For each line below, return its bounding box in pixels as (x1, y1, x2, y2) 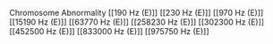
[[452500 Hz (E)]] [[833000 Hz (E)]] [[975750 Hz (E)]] (9, 26, 209, 36)
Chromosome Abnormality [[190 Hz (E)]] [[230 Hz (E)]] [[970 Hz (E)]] (9, 8, 264, 18)
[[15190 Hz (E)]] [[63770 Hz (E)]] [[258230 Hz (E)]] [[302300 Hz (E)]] (9, 17, 265, 27)
